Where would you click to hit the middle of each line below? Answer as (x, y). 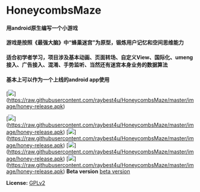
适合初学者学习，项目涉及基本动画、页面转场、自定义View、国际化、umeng (100, 57)
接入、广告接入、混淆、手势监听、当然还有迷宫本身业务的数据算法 (87, 64)
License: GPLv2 (26, 183)
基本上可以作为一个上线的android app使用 (58, 79)
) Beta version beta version (96, 171)
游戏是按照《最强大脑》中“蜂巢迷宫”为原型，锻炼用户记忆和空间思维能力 (95, 43)
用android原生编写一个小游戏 (42, 28)
